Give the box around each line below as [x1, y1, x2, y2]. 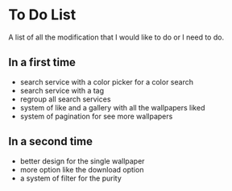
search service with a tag [19, 85, 105, 95]
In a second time [8, 135, 93, 148]
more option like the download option [19, 164, 144, 174]
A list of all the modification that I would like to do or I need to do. [8, 32, 224, 42]
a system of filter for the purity [19, 173, 122, 183]
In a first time [8, 56, 77, 69]
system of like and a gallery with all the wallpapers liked [19, 102, 205, 112]
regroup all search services [19, 94, 111, 104]
